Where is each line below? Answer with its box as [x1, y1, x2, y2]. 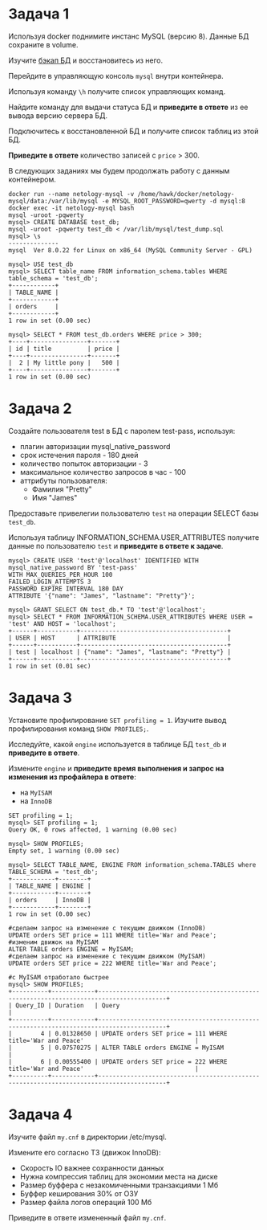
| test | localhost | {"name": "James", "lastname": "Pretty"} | [8, 648, 231, 656]
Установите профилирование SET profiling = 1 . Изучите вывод [8, 715, 227, 725]
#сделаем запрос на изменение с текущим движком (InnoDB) [8, 924, 206, 932]
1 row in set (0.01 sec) [8, 662, 91, 670]
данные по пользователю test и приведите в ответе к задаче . [8, 541, 224, 550]
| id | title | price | [8, 345, 120, 353]
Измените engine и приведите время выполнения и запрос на [8, 763, 225, 773]
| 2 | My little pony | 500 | [8, 358, 120, 366]
